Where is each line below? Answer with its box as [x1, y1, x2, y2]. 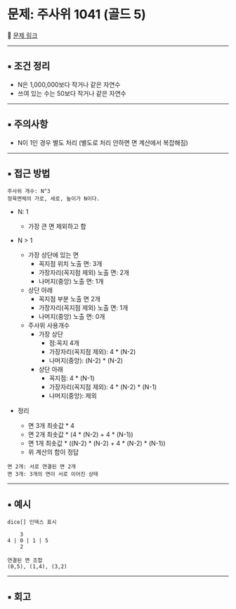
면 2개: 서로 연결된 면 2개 [7, 463, 76, 470]
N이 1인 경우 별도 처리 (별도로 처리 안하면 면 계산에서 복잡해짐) [17, 138, 188, 146]
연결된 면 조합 [7, 557, 43, 564]
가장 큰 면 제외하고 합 [27, 222, 86, 231]
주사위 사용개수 [27, 321, 70, 329]
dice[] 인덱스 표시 [7, 519, 57, 526]
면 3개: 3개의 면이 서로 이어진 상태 [7, 471, 98, 478]
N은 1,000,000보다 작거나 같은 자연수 [17, 80, 121, 89]
